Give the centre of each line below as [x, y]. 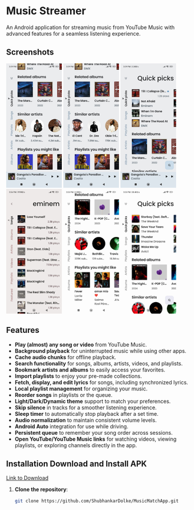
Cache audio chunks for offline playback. [65, 357]
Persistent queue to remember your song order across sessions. [93, 432]
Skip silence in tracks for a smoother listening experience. [86, 408]
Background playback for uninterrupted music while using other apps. [101, 351]
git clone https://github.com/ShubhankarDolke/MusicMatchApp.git [96, 501]
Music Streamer [46, 11]
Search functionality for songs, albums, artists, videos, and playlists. [98, 363]
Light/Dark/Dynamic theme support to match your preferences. [93, 401]
